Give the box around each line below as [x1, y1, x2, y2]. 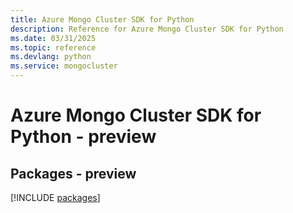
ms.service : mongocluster [10, 61, 118, 71]
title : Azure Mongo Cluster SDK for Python [10, 14, 195, 25]
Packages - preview [10, 165, 137, 182]
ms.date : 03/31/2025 [10, 33, 97, 43]
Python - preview [10, 126, 157, 148]
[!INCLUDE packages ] [10, 192, 101, 203]
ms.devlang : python [10, 52, 92, 62]
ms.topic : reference [10, 42, 97, 53]
